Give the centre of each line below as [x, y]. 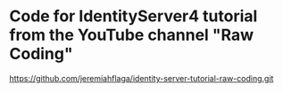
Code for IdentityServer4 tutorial [133, 16]
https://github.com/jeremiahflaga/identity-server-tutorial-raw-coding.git [141, 78]
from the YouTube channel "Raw [132, 35]
